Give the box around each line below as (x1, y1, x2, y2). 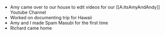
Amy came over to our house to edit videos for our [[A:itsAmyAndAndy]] (10, 4, 160, 10)
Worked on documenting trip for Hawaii (10, 15, 92, 20)
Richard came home (10, 25, 52, 31)
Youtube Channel (10, 9, 46, 15)
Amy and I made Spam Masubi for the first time (10, 20, 108, 26)
